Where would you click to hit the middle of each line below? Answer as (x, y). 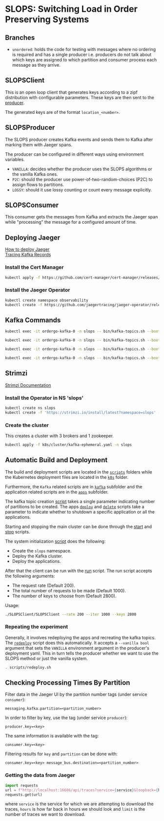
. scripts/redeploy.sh (28, 667)
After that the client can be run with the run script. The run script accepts (79, 571)
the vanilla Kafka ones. (35, 174)
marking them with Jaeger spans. (39, 145)
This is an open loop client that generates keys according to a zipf (72, 92)
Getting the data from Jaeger (40, 775)
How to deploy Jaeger (27, 249)
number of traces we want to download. (45, 814)
